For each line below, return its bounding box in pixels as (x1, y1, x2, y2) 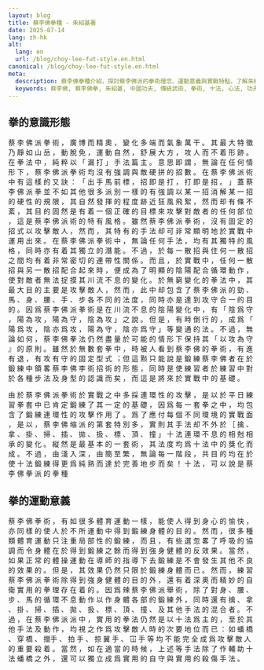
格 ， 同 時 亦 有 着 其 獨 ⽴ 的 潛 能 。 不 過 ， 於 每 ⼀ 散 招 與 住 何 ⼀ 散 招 (8, 246, 254, 255)
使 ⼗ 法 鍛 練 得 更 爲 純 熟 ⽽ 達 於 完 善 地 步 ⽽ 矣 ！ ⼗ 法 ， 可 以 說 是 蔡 (8, 459, 254, 468)
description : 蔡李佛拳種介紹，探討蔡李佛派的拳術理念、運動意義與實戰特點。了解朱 (15, 77, 254, 85)
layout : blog (8, 11, 51, 20)
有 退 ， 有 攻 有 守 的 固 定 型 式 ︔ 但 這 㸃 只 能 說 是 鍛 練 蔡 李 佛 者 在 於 (8, 354, 254, 364)
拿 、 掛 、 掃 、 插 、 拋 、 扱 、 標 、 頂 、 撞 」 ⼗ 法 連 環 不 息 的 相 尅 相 (8, 430, 254, 439)
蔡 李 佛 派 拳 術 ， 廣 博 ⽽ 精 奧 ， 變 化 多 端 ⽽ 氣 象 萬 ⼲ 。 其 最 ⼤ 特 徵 (8, 138, 254, 148)
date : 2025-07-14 (8, 26, 65, 34)
